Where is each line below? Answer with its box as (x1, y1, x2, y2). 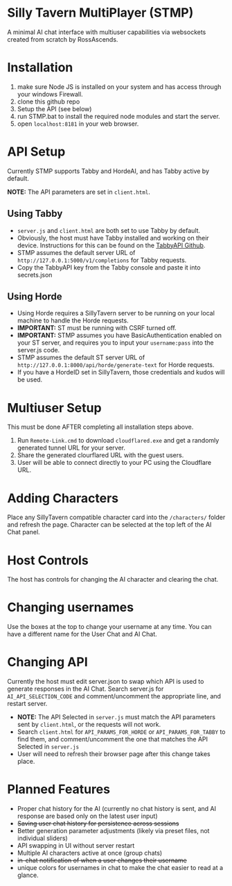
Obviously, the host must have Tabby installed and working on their (17, 233, 209, 242)
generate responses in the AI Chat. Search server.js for (7, 684, 164, 693)
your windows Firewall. (17, 90, 83, 98)
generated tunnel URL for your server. (17, 443, 126, 452)
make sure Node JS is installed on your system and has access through (17, 82, 222, 91)
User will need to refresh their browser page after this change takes (17, 750, 211, 758)
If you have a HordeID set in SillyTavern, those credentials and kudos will (17, 368, 225, 377)
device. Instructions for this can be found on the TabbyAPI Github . (17, 241, 206, 249)
